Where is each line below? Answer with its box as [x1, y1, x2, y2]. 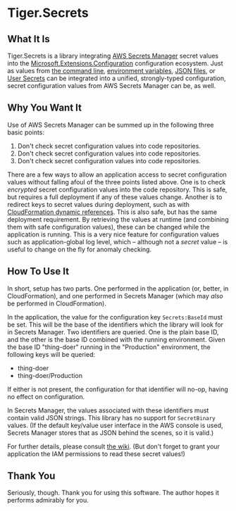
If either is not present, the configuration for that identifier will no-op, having [7, 385, 229, 393]
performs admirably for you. [7, 496, 89, 505]
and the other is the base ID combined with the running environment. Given [7, 335, 225, 343]
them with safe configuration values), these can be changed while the [7, 222, 210, 231]
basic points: [7, 128, 44, 137]
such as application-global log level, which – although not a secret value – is [7, 237, 228, 246]
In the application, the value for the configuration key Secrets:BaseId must [7, 313, 223, 321]
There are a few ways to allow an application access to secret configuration [7, 170, 227, 179]
